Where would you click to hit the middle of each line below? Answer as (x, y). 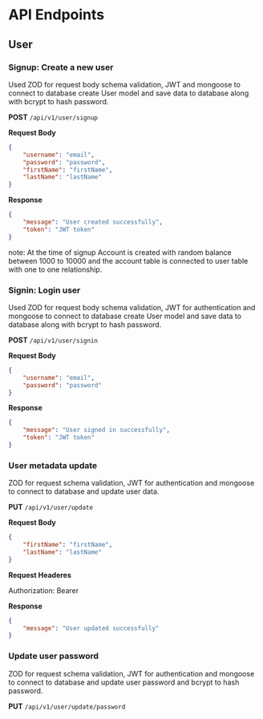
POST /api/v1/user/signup (53, 117)
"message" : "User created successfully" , (93, 222)
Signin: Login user (45, 290)
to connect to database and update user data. (84, 491)
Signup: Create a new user (61, 67)
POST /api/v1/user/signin (53, 340)
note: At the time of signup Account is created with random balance (120, 252)
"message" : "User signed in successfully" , (97, 430)
